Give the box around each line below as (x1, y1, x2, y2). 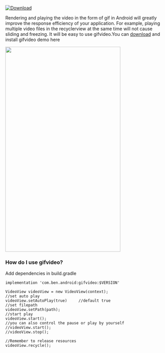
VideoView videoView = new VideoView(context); (5, 289, 109, 295)
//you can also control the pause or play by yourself (5, 321, 125, 326)
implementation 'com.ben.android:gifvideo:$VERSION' (5, 280, 120, 285)
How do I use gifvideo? (5, 259, 63, 266)
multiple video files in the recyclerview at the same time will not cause (5, 26, 153, 32)
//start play (5, 312, 33, 317)
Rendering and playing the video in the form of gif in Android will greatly (5, 15, 157, 20)
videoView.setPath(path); (5, 307, 60, 313)
